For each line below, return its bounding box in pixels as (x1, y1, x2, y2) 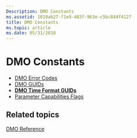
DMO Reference (6, 125, 45, 132)
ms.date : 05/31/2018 (6, 30, 57, 36)
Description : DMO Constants (6, 8, 75, 15)
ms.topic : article (6, 24, 51, 31)
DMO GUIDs (14, 81, 44, 88)
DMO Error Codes (14, 75, 58, 82)
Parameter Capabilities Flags (14, 93, 84, 100)
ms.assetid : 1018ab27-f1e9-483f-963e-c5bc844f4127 (6, 14, 132, 20)
